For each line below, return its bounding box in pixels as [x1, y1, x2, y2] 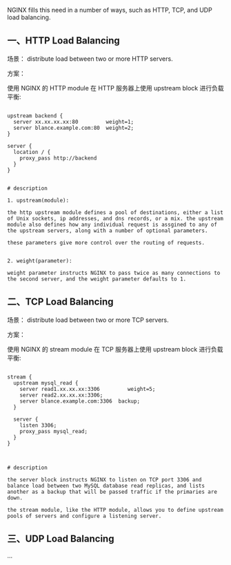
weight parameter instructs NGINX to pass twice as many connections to [7, 269, 221, 276]
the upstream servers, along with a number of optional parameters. [7, 227, 208, 234]
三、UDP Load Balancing [7, 533, 114, 545]
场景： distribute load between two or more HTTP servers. [7, 55, 174, 63]
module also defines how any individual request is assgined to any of [7, 221, 217, 228]
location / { [13, 149, 51, 155]
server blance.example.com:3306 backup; [19, 397, 140, 405]
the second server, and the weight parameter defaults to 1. [7, 276, 187, 282]
